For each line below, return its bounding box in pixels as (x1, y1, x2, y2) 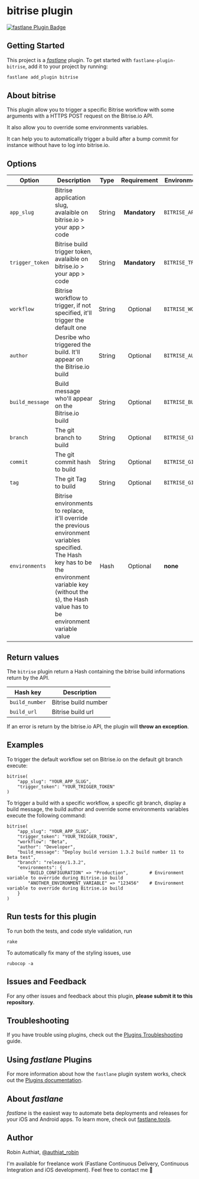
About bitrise (6, 90, 56, 101)
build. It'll (54, 348, 80, 356)
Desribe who (54, 333, 90, 341)
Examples (6, 740, 44, 750)
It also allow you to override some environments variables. (6, 124, 149, 131)
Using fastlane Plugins (6, 1054, 92, 1064)
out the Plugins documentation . (6, 1077, 83, 1084)
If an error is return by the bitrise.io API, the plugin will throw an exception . (6, 723, 190, 730)
